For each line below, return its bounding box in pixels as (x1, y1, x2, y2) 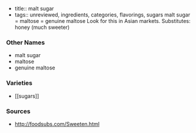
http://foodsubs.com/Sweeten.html (14, 120, 100, 127)
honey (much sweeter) (14, 24, 70, 31)
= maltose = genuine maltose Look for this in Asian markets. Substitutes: (14, 18, 191, 24)
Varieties (6, 79, 32, 87)
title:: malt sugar (14, 5, 54, 12)
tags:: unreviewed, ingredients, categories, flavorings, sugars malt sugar (14, 11, 190, 18)
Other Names (6, 38, 45, 46)
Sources (6, 107, 31, 115)
